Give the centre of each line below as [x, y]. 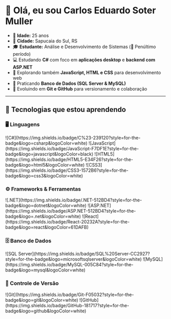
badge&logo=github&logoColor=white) [46, 311]
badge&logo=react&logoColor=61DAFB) [47, 227]
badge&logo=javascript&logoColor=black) [49, 154]
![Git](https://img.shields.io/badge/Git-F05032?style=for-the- [69, 294]
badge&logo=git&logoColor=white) [42, 300]
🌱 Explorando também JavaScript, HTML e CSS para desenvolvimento [87, 72]
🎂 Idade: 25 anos [31, 35]
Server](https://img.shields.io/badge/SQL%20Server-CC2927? [84, 254]
